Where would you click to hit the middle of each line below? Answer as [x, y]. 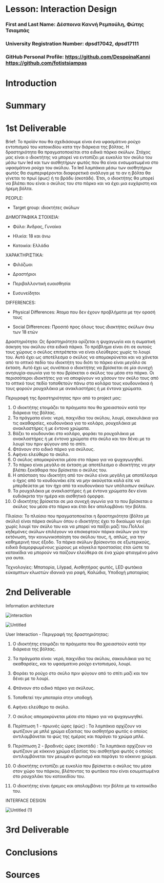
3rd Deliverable [37, 830]
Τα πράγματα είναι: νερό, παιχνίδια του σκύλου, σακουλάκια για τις [82, 659]
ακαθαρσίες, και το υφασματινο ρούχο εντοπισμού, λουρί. [72, 664]
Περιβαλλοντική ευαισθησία [41, 284]
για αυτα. [15, 558]
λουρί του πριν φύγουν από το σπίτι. [50, 444]
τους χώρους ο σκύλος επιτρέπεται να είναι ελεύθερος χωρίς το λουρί [78, 352]
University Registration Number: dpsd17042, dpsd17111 [72, 44]
